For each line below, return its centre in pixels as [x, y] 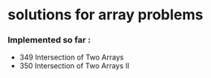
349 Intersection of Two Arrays [71, 57]
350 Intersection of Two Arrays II [74, 66]
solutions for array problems [105, 15]
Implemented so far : [49, 40]
